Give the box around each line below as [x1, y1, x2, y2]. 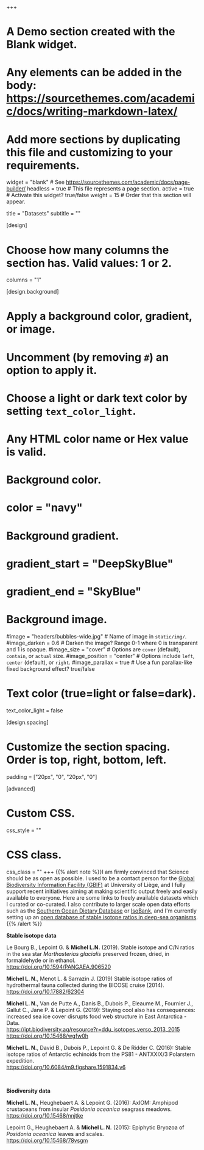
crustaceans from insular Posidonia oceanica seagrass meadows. [6, 1105, 172, 1113]
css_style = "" [6, 826, 41, 834]
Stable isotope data [6, 931, 57, 939]
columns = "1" [6, 276, 41, 284]
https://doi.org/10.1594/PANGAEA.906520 [6, 963, 111, 971]
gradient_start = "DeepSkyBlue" [6, 557, 174, 571]
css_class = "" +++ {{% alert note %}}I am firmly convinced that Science [6, 868, 189, 875]
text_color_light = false [6, 706, 63, 714]
